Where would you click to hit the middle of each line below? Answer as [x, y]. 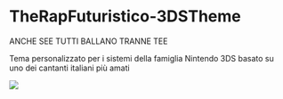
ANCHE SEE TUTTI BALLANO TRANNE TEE [89, 41]
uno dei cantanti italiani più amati [70, 68]
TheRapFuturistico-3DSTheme [125, 16]
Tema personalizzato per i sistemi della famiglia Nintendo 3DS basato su [141, 58]
